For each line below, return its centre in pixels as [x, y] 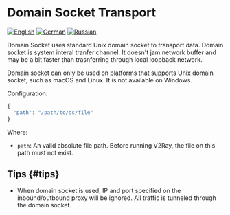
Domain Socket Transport [82, 13]
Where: [18, 132]
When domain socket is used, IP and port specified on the [99, 191]
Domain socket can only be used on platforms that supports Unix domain [111, 73]
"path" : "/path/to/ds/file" [54, 112]
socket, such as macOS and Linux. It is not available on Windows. [100, 80]
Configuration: [27, 93]
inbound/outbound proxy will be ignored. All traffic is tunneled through [116, 198]
